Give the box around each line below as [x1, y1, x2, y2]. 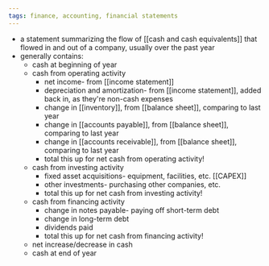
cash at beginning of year [31, 60, 118, 69]
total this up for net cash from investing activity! [43, 188, 203, 197]
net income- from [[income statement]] [43, 77, 175, 86]
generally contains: [19, 51, 85, 60]
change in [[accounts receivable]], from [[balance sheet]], [43, 136, 238, 146]
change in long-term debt [43, 214, 130, 223]
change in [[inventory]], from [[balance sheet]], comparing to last [43, 102, 261, 112]
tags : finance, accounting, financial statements [8, 11, 179, 20]
